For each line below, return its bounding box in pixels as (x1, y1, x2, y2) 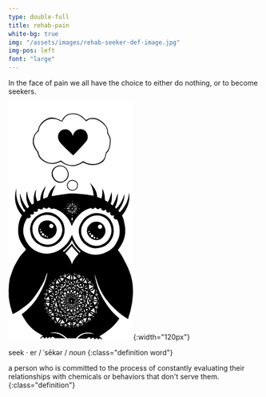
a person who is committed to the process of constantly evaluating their (8, 363, 245, 372)
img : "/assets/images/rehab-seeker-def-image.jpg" (8, 38, 181, 46)
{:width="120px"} (133, 332, 190, 342)
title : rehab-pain (8, 21, 69, 30)
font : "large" (8, 55, 56, 63)
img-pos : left (8, 46, 56, 55)
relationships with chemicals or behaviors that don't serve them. (8, 372, 220, 381)
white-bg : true (8, 30, 59, 38)
